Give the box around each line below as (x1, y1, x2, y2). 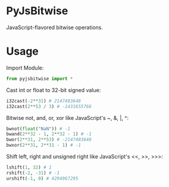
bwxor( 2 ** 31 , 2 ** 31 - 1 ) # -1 (6, 142, 82, 148)
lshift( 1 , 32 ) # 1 (6, 164, 52, 170)
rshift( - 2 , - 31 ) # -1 (6, 170, 60, 176)
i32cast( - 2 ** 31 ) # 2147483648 (6, 98, 82, 104)
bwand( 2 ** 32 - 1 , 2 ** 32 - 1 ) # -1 (6, 131, 92, 137)
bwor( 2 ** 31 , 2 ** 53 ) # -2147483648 (6, 137, 92, 143)
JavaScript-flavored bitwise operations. (6, 24, 103, 31)
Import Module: (6, 64, 44, 71)
